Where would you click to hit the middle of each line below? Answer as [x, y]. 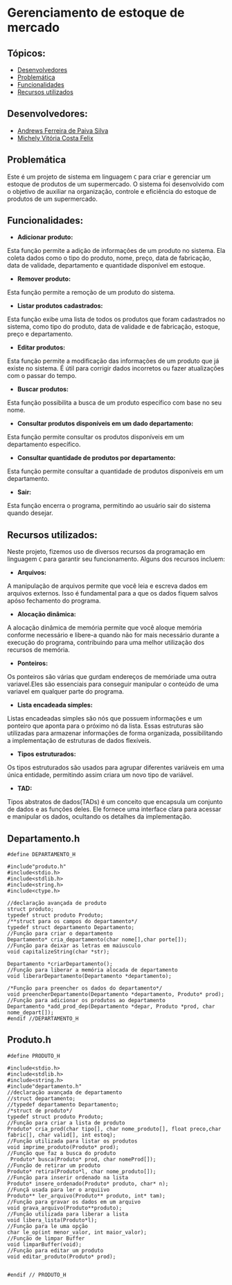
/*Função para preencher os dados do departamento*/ [85, 988]
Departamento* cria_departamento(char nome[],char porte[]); [97, 940]
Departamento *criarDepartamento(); [60, 964]
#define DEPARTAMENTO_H [42, 855]
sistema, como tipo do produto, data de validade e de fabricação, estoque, [114, 327]
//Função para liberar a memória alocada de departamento [92, 970]
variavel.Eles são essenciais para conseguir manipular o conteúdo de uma [113, 684]
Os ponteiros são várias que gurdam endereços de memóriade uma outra [112, 677]
